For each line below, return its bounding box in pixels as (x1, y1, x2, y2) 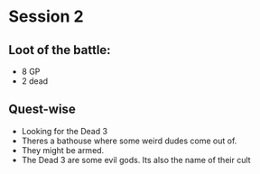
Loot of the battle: (8, 42, 111, 58)
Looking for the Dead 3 (21, 125, 108, 136)
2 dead (21, 76, 49, 87)
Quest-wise (8, 102, 76, 117)
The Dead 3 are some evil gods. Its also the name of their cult (21, 154, 251, 165)
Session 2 (8, 6, 84, 27)
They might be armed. (21, 144, 105, 155)
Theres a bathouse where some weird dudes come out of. (21, 135, 237, 146)
